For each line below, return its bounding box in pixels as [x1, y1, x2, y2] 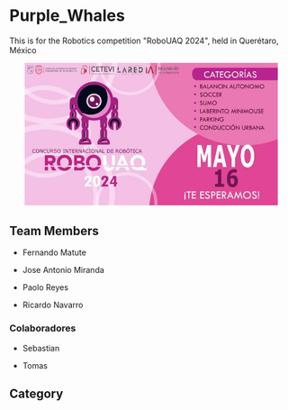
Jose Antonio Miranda [22, 265, 105, 276]
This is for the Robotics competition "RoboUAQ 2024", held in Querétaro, [9, 35, 279, 46]
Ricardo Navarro [22, 299, 84, 311]
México [9, 44, 37, 55]
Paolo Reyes [22, 282, 69, 293]
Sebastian [22, 342, 60, 353]
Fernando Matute [22, 247, 87, 258]
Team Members [9, 223, 99, 239]
